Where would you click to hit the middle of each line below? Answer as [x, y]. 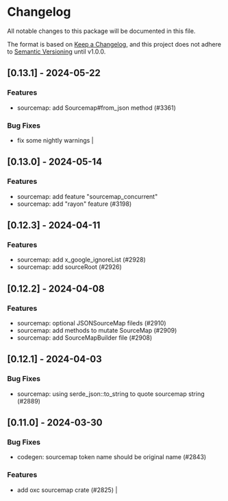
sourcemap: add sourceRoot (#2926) [69, 267]
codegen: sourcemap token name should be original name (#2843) [112, 457]
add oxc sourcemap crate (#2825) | [67, 490]
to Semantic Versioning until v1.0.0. [56, 51]
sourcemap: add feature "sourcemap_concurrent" [87, 196]
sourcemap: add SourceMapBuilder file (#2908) [85, 338]
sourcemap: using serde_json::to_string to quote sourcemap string [111, 394]
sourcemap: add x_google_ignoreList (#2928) [81, 260]
